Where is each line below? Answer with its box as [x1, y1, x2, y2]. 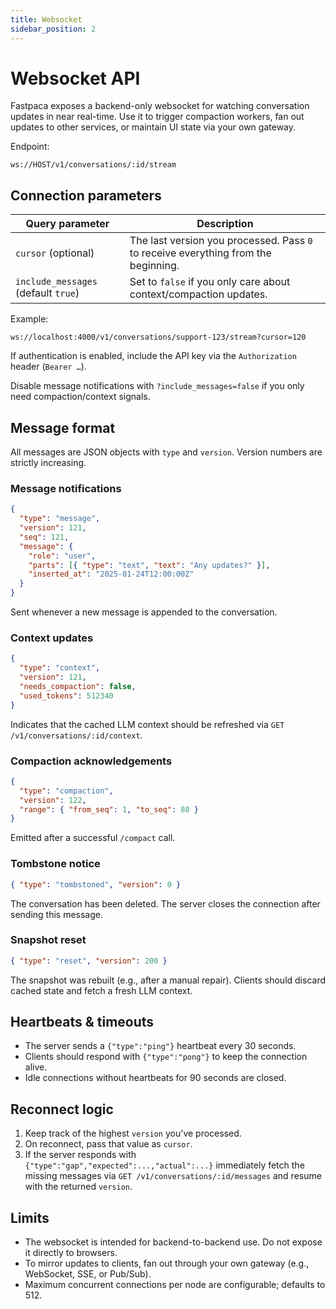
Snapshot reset [10, 933, 87, 947]
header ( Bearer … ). [10, 361, 87, 373]
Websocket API [10, 67, 141, 90]
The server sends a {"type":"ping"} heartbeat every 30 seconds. [24, 1040, 297, 1052]
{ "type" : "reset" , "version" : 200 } [10, 956, 168, 966]
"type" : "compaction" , [19, 786, 114, 796]
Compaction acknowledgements [10, 754, 173, 768]
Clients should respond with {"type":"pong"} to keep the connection [24, 1051, 308, 1063]
